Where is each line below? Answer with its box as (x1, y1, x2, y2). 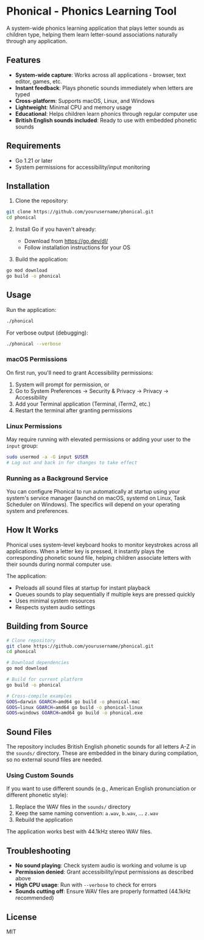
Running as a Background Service (6, 474, 108, 482)
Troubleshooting (6, 846, 71, 856)
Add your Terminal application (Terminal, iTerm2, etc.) (15, 400, 151, 408)
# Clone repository (6, 637, 56, 643)
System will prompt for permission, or (15, 381, 110, 388)
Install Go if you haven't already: (15, 225, 96, 233)
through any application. (6, 37, 68, 44)
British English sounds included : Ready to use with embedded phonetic (15, 116, 197, 124)
